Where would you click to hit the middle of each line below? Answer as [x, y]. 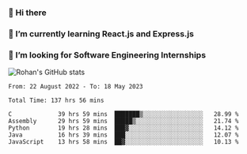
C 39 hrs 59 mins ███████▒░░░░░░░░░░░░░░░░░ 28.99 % [123, 115]
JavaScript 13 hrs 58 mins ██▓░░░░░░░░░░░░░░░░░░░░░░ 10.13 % [123, 142]
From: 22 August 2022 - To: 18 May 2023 [76, 87]
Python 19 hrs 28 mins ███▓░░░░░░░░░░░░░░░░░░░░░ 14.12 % [123, 128]
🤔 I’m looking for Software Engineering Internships [107, 54]
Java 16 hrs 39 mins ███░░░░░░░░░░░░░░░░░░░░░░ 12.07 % [123, 135]
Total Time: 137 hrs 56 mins [56, 101]
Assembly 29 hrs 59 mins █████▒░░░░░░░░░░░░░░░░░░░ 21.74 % [123, 122]
